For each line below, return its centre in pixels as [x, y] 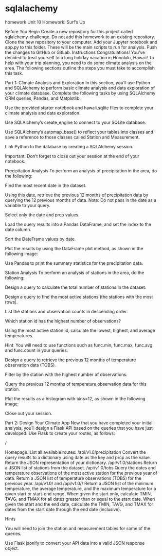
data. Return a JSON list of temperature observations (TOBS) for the [73, 478]
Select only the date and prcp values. [42, 215]
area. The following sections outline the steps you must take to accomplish [80, 68]
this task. [14, 73]
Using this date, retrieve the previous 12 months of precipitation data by [77, 195]
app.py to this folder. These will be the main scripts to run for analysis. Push [81, 47]
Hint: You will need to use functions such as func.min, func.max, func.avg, [80, 345]
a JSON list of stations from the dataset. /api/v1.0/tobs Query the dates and [81, 467]
